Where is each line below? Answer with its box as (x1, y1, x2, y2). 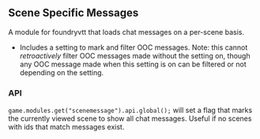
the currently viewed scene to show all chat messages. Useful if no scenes (8, 114, 252, 123)
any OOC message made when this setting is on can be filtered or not (19, 59, 247, 69)
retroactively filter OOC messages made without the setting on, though (19, 51, 251, 60)
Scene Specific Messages (8, 6, 139, 20)
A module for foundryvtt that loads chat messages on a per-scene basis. (8, 27, 245, 36)
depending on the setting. (19, 67, 104, 77)
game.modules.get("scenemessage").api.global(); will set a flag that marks (8, 106, 253, 115)
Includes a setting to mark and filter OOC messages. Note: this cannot (19, 43, 248, 52)
